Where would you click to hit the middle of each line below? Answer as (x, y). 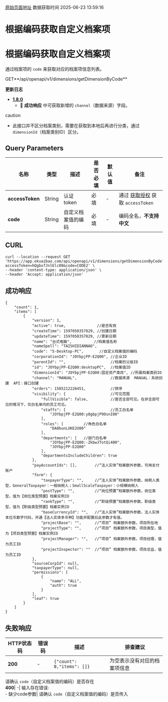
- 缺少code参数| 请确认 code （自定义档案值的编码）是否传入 (67, 694)
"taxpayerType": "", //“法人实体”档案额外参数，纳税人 (98, 480)
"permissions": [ (50, 572)
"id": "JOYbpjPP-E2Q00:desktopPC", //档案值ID (81, 367)
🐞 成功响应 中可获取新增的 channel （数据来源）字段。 (75, 105)
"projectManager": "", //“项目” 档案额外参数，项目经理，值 (101, 539)
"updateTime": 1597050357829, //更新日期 (74, 336)
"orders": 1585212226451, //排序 (77, 389)
